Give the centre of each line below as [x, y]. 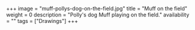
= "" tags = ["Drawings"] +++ [42, 21]
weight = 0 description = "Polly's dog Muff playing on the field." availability [98, 15]
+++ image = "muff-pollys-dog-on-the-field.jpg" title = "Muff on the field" [97, 9]
